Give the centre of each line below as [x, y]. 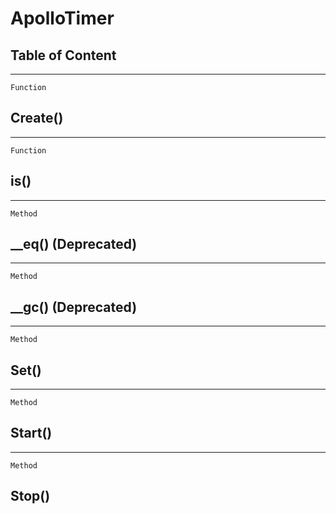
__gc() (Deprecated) [74, 307]
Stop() [30, 496]
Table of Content [63, 55]
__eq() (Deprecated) [74, 244]
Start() [31, 433]
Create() [37, 118]
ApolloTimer [62, 18]
